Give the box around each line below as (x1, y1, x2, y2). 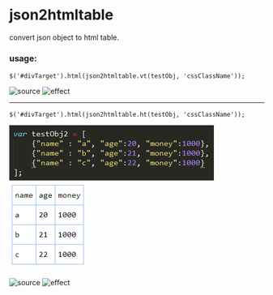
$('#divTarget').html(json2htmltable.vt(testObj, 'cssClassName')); (9, 72, 245, 80)
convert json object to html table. (9, 32, 120, 42)
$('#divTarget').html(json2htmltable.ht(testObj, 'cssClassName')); (9, 111, 245, 119)
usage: (9, 53, 37, 64)
